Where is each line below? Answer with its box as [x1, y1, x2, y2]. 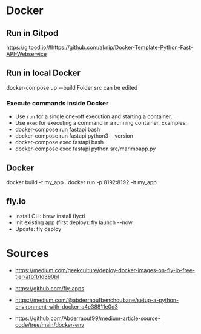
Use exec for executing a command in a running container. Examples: [15, 119, 188, 127]
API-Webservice [6, 50, 47, 58]
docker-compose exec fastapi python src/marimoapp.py [15, 145, 156, 152]
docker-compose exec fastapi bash [15, 139, 104, 146]
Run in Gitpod [6, 28, 59, 38]
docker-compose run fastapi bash [15, 125, 100, 133]
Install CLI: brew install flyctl [15, 212, 85, 219]
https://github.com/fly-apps [15, 284, 85, 292]
